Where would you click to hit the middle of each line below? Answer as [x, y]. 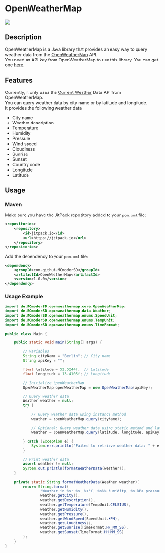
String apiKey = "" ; [44, 361]
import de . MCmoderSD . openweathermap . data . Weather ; [58, 311]
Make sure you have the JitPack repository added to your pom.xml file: [76, 215]
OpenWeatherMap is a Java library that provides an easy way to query [76, 49]
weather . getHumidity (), [65, 509]
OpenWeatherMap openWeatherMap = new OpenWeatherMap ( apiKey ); [88, 387]
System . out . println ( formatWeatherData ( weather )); [74, 468]
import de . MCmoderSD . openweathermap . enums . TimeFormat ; [62, 325]
